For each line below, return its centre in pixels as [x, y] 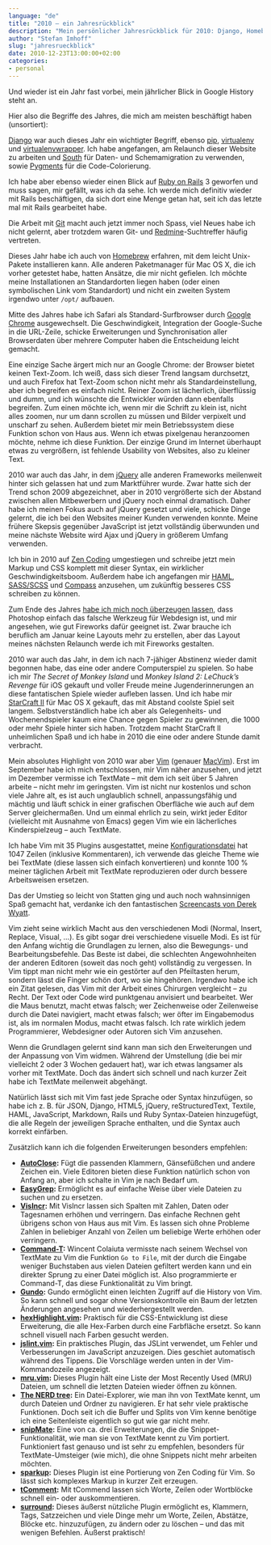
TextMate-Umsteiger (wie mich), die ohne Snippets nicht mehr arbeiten [138, 1455]
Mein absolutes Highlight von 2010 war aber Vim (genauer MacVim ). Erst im [134, 760]
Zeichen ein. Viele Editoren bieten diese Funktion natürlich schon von [135, 1171]
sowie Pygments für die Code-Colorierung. [80, 166]
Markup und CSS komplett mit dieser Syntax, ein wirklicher [106, 568]
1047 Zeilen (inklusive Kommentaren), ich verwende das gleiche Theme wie [134, 853]
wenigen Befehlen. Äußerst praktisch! [83, 1532]
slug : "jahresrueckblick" [52, 46]
